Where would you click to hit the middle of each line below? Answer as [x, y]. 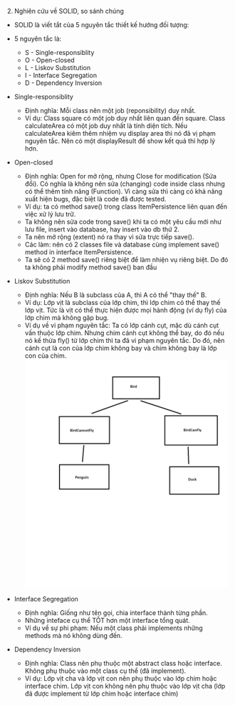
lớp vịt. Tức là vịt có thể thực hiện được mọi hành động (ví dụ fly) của [126, 310]
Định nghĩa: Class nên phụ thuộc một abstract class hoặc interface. [124, 664]
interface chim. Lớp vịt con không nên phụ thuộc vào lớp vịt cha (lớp [125, 686]
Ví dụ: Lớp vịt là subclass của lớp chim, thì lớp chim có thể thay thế [122, 302]
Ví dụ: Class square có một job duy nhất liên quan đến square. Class [125, 118]
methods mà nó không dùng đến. [73, 636]
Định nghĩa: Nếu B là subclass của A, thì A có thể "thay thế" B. [116, 295]
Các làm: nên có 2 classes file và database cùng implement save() [122, 244]
